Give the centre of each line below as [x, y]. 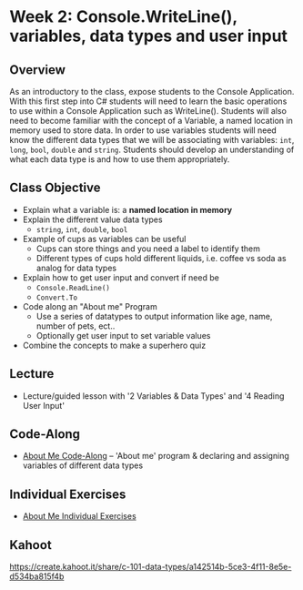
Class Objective [55, 188]
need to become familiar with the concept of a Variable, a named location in [151, 121]
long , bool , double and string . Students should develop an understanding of [152, 149]
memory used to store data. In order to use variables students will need [143, 130]
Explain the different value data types [92, 219]
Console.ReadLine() [73, 288]
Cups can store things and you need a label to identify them [148, 249]
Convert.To [57, 298]
